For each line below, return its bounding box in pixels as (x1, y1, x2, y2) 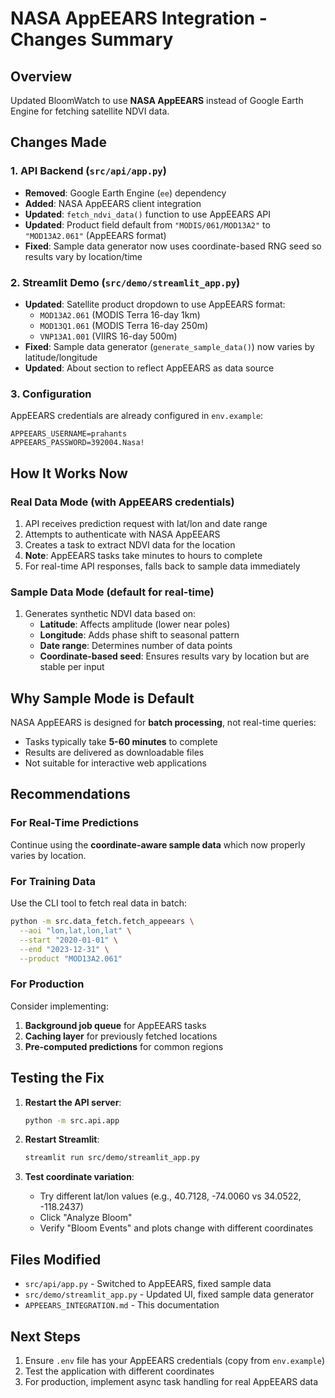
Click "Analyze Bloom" (39, 1212, 133, 1224)
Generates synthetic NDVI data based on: (24, 608, 197, 620)
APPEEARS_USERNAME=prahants (10, 429, 128, 439)
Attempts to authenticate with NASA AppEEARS (24, 528, 221, 540)
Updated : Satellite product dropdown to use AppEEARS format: (24, 298, 286, 310)
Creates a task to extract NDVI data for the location (24, 538, 236, 551)
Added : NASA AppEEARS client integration (24, 197, 202, 209)
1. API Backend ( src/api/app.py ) (10, 164, 167, 178)
